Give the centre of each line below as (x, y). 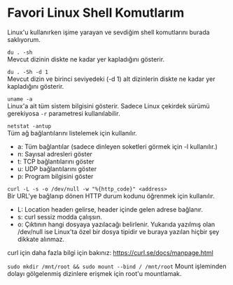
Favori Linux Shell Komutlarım (96, 13)
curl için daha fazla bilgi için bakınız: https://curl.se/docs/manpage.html (110, 252)
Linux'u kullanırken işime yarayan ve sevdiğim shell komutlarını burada (108, 32)
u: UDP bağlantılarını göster (57, 168)
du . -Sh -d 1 (28, 72)
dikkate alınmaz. (41, 239)
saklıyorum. (24, 39)
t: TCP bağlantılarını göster (56, 161)
